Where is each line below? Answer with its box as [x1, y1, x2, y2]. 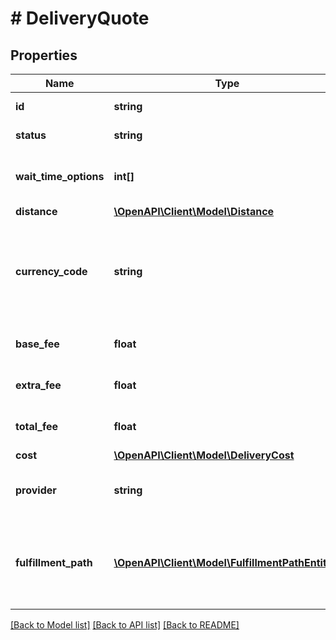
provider [15, 483, 57, 497]
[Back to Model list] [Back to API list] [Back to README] [10, 619, 240, 631]
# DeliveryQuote [10, 7, 150, 30]
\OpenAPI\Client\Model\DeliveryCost [113, 448, 295, 462]
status [15, 128, 47, 142]
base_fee [15, 337, 60, 351]
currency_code [15, 265, 88, 278]
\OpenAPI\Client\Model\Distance [113, 205, 275, 218]
